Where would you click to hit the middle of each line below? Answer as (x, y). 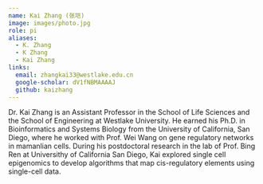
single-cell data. (35, 171)
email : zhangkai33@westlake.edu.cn (75, 75)
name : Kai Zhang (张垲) (47, 16)
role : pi (23, 30)
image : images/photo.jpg (49, 23)
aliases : (23, 38)
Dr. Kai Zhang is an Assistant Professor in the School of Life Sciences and (129, 112)
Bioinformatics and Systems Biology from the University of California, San (129, 129)
